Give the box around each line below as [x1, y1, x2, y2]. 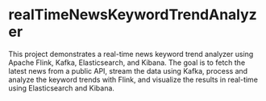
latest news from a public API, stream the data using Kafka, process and [8, 66, 248, 75]
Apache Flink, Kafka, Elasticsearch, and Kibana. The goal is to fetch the [8, 58, 246, 67]
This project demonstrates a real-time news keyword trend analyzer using [8, 49, 254, 59]
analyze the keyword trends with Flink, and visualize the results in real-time [8, 75, 258, 84]
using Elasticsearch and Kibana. [8, 83, 115, 93]
